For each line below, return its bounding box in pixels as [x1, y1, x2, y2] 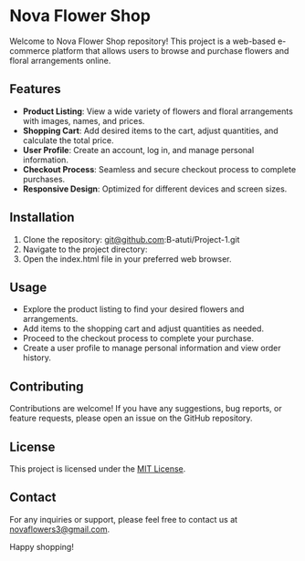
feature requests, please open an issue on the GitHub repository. [9, 412, 253, 424]
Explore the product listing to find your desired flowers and [22, 304, 245, 315]
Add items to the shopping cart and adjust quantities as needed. [22, 323, 265, 334]
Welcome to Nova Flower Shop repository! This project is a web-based [9, 36, 276, 47]
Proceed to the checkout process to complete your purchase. [22, 333, 254, 344]
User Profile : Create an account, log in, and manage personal [22, 144, 255, 155]
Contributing [9, 379, 84, 394]
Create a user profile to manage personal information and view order [22, 343, 281, 354]
